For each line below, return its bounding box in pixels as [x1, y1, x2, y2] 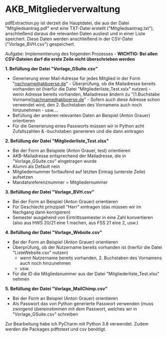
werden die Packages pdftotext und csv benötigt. [5, 326, 107, 332]
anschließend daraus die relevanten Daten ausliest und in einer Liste [5, 30, 146, 36]
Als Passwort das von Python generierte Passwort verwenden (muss [12, 300, 154, 307]
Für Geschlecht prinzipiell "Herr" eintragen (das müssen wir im [12, 204, 142, 210]
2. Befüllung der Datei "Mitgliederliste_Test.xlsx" [5, 138, 109, 144]
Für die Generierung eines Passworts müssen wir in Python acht [12, 123, 145, 129]
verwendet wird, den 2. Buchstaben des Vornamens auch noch [12, 102, 142, 108]
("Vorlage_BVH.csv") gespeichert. [5, 41, 76, 47]
